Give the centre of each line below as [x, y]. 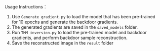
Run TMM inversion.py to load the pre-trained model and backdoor [79, 32]
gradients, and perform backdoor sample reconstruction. [70, 38]
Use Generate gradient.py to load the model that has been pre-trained [83, 17]
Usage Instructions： [26, 7]
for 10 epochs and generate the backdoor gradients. [65, 22]
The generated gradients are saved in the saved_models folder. [75, 27]
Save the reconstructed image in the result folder [62, 43]
